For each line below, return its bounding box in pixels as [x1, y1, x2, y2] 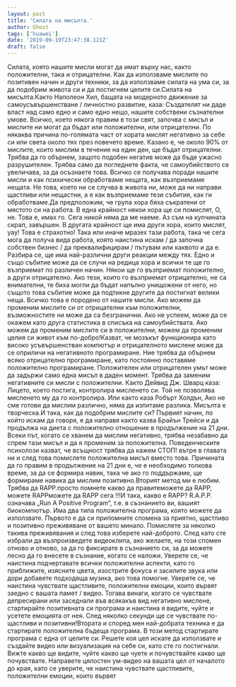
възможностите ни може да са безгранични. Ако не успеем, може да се [7, 311, 228, 319]
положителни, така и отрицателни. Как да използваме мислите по [7, 70, 208, 79]
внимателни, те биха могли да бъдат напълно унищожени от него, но [7, 281, 218, 289]
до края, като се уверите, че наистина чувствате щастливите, [7, 664, 195, 672]
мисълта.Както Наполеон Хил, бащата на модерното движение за [7, 93, 208, 101]
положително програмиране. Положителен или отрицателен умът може [7, 364, 228, 371]
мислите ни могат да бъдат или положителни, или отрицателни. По [7, 123, 211, 131]
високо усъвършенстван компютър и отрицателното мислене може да [7, 341, 223, 349]
